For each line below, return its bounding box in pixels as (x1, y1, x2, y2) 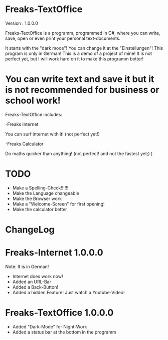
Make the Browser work (12, 195, 62, 201)
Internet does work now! (12, 273, 63, 279)
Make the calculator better (12, 206, 67, 212)
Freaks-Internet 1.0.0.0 (5, 247, 104, 258)
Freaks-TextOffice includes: (5, 111, 63, 117)
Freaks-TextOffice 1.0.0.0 (5, 307, 114, 318)
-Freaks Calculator (5, 141, 44, 147)
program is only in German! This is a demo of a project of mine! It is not (5, 50, 152, 56)
